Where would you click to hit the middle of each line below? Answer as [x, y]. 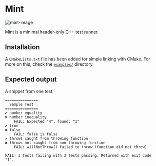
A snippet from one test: [29, 91]
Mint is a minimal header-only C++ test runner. [52, 32]
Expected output [31, 80]
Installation [22, 47]
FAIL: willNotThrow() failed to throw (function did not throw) [80, 147]
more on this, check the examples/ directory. [49, 64]
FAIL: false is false [36, 134]
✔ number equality [24, 113]
